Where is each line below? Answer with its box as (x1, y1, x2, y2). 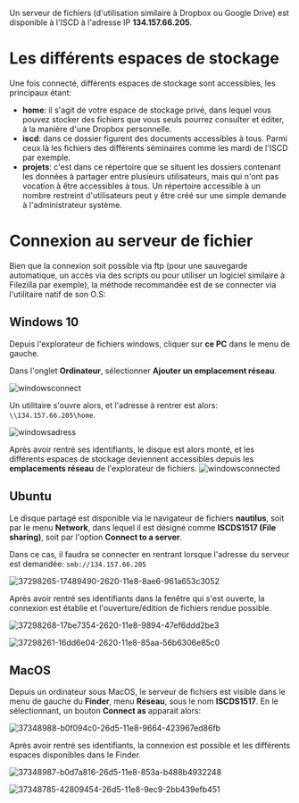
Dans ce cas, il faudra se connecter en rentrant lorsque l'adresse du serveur (9, 548, 290, 559)
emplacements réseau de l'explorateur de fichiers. (9, 463, 198, 473)
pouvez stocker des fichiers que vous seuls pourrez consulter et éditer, (21, 113, 285, 124)
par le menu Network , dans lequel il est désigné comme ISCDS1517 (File (9, 522, 277, 532)
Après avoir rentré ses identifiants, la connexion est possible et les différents (9, 740, 291, 751)
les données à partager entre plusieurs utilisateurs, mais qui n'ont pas (21, 171, 279, 181)
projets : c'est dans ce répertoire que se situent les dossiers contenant (21, 161, 281, 172)
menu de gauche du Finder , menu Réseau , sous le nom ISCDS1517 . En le (9, 696, 279, 707)
